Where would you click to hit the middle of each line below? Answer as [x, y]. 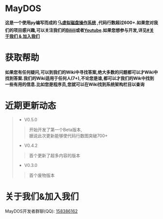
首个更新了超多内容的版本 [55, 155]
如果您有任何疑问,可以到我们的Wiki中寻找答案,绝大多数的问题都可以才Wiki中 [81, 72]
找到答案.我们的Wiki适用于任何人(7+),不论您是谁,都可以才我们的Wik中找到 [80, 78]
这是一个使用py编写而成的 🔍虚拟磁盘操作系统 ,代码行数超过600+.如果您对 [79, 22]
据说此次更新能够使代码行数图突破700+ [68, 136]
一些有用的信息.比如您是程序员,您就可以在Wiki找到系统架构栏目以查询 [75, 84]
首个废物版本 [42, 175]
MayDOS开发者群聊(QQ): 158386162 [41, 211]
